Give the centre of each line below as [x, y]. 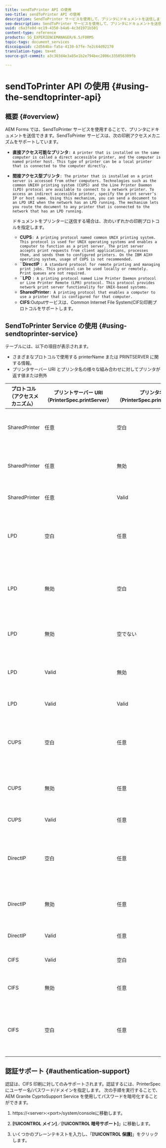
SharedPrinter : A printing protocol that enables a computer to [87, 292]
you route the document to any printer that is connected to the [81, 207]
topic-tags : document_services [37, 42]
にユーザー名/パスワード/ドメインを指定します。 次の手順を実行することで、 [83, 1090]
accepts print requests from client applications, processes [84, 251]
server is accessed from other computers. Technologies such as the [84, 181]
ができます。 [18, 1102]
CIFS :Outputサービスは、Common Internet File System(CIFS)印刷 [86, 302]
